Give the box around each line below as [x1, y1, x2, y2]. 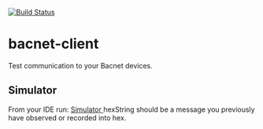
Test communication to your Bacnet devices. [8, 61, 153, 70]
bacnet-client [8, 35, 99, 53]
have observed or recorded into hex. [8, 112, 127, 122]
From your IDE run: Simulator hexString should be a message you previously [8, 105, 255, 114]
